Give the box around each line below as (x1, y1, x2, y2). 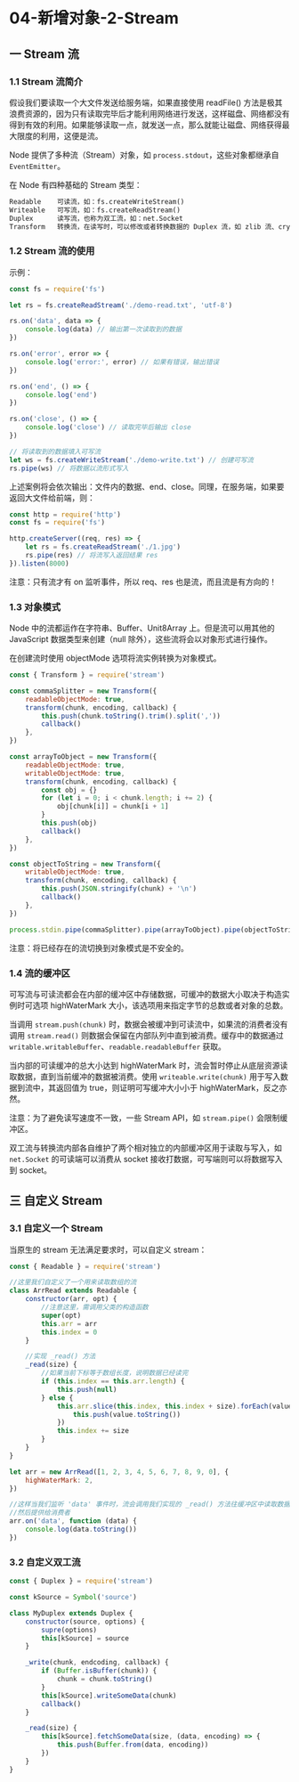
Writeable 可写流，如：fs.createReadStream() (9, 206, 181, 215)
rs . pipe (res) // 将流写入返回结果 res (25, 551, 158, 560)
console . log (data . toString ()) (25, 1525, 138, 1534)
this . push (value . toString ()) (72, 1410, 181, 1419)
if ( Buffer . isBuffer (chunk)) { (41, 1666, 158, 1675)
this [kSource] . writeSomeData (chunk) (41, 1691, 177, 1700)
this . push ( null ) (56, 1385, 117, 1394)
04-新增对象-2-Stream (9, 8, 180, 28)
